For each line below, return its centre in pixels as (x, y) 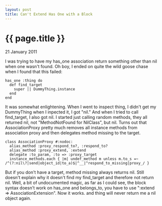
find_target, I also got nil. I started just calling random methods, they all (76, 117)
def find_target (26, 85)
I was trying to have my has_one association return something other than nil (81, 61)
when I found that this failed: (34, 72)
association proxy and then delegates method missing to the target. (73, 133)
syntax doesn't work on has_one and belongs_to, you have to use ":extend (80, 188)
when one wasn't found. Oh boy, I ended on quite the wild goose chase (77, 67)
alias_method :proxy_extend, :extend (48, 150)
